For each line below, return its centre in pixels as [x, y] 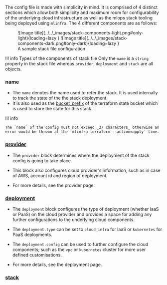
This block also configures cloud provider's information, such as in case [86, 170]
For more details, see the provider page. [54, 185]
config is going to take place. [42, 160]
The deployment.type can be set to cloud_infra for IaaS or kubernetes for [87, 229]
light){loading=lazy [37, 38]
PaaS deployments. [32, 235]
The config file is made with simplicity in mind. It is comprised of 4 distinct [82, 7]
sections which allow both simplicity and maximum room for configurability [82, 12]
